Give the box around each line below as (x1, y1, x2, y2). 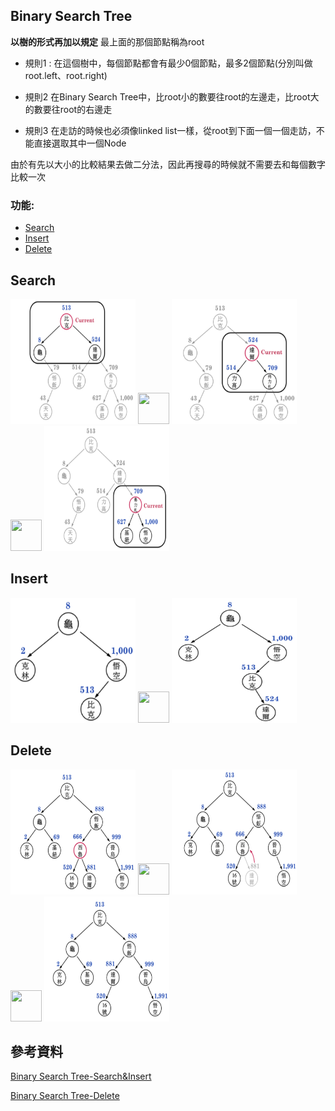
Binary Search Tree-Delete (10, 1090, 120, 1102)
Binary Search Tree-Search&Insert (10, 1070, 152, 1083)
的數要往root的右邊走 (24, 103, 113, 115)
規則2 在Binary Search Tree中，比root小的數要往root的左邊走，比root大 (24, 90, 320, 103)
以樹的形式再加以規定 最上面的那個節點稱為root (10, 35, 205, 48)
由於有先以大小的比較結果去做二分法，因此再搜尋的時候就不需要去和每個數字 (10, 158, 326, 170)
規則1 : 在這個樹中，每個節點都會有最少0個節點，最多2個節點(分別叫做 (24, 57, 313, 69)
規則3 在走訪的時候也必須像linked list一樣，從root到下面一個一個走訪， (24, 124, 317, 136)
